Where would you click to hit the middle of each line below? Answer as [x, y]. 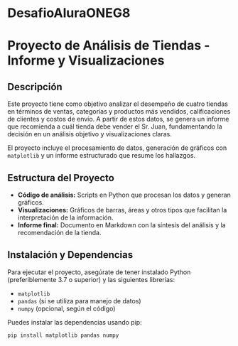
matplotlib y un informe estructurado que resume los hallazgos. [102, 156]
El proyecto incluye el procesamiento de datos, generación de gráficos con [117, 148]
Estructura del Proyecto [61, 178]
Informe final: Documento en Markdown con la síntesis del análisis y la [121, 225]
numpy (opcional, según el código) [66, 308]
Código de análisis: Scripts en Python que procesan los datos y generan [124, 195]
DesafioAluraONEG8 [69, 13]
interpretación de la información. [65, 217]
